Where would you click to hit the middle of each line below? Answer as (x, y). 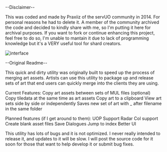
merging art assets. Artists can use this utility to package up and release (79, 78)
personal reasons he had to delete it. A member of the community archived (82, 22)
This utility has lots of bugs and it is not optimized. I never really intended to (83, 133)
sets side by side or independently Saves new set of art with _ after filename (83, 103)
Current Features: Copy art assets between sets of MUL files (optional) (78, 93)
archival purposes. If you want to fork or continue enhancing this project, (80, 33)
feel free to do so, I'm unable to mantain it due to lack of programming (77, 38)
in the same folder (24, 109)
